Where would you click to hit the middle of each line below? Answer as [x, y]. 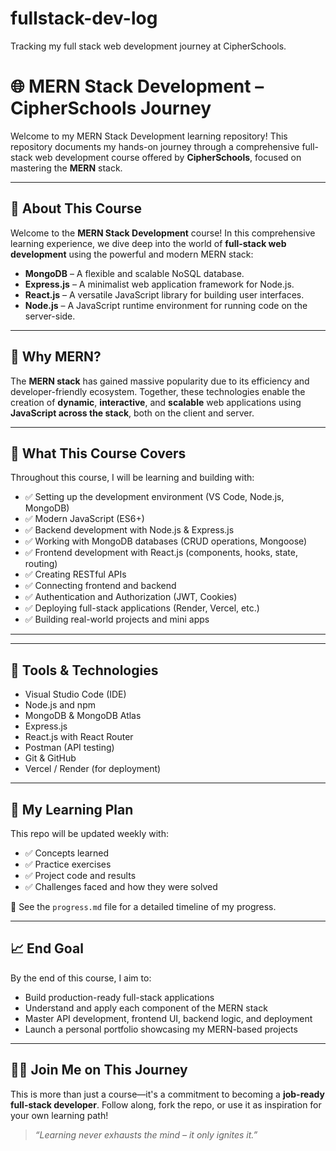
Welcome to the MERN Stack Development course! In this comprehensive [163, 233]
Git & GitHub [50, 758]
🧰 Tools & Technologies [84, 670]
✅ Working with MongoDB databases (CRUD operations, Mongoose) [166, 541]
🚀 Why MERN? [56, 357]
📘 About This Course [76, 208]
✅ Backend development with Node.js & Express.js [129, 530]
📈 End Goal [47, 948]
